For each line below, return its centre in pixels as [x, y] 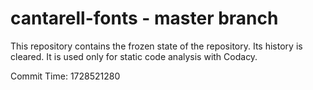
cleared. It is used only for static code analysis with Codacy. [134, 56]
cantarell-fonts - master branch [144, 18]
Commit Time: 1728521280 [65, 76]
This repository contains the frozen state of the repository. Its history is [156, 46]
